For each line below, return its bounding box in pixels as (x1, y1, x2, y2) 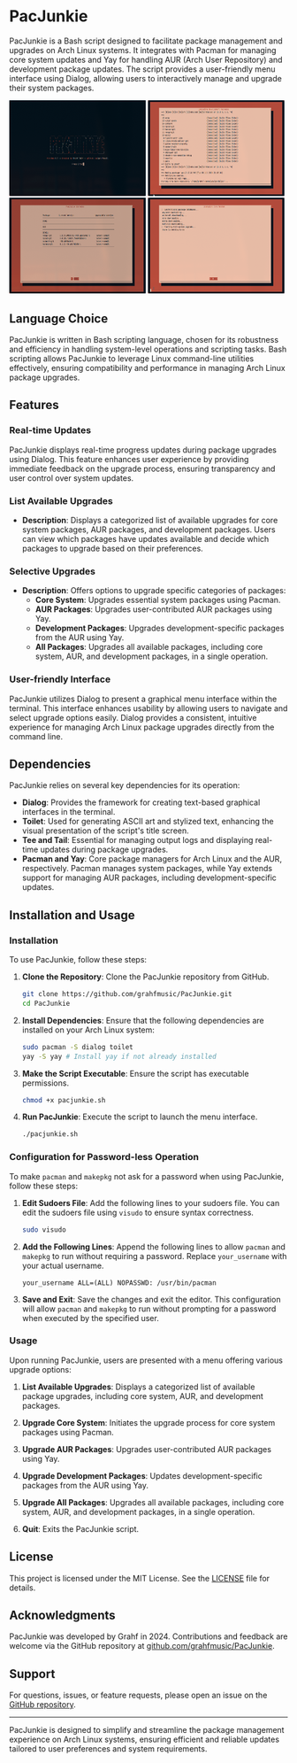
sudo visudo (21, 1225, 66, 1234)
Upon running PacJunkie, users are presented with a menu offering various (9, 1355, 283, 1365)
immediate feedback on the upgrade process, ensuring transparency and (9, 463, 276, 474)
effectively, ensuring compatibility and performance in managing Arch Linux (9, 363, 286, 374)
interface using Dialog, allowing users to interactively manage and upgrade (9, 73, 283, 83)
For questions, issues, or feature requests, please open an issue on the (9, 1690, 268, 1701)
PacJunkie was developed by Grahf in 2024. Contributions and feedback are (9, 1631, 288, 1642)
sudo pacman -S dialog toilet (21, 1042, 134, 1051)
